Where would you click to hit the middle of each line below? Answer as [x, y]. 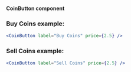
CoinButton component [35, 8]
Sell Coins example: [35, 51]
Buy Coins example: [35, 24]
